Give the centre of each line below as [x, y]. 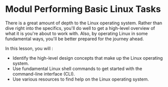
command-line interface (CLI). [44, 74]
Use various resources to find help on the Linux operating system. [80, 79]
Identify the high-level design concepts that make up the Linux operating [88, 58]
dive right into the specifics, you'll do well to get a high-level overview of [80, 28]
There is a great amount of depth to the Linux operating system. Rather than [84, 23]
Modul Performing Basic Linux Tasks [83, 9]
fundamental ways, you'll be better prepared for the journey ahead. [74, 39]
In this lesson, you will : [29, 48]
